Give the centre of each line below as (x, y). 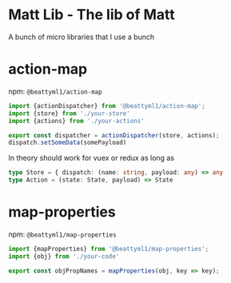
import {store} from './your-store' (69, 114)
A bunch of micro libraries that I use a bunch (82, 37)
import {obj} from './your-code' (64, 256)
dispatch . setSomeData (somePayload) (68, 143)
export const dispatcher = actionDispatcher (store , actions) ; (114, 135)
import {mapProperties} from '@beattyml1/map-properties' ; (109, 249)
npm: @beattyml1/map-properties (63, 234)
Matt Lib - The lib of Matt (92, 15)
